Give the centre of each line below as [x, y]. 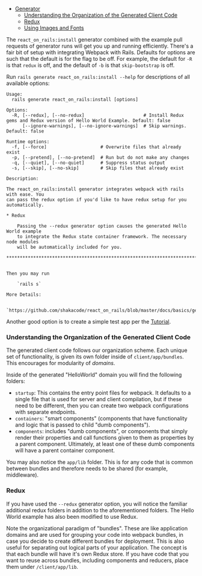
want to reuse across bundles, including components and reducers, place [97, 560]
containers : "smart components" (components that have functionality [101, 419]
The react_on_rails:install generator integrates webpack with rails [95, 189]
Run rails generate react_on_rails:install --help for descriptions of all [98, 77]
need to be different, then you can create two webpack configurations [102, 405]
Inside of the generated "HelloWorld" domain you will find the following [94, 375]
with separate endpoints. [46, 412]
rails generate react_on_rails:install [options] [75, 99]
